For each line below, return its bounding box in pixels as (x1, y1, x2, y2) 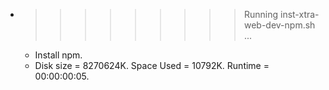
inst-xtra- (279, 9, 320, 20)
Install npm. (34, 49, 83, 61)
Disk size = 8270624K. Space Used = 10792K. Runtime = (34, 60, 270, 71)
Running (243, 9, 279, 20)
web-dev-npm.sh (243, 19, 316, 31)
